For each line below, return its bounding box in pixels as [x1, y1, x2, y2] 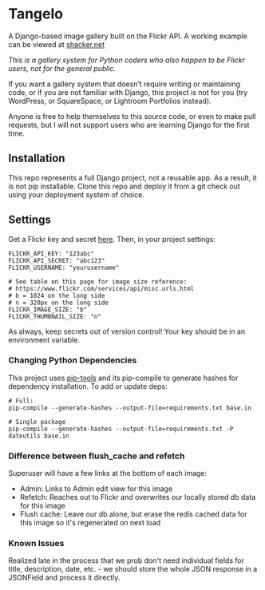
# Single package [8, 418, 66, 426]
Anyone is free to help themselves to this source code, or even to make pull [8, 111, 256, 121]
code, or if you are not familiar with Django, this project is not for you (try [8, 87, 248, 97]
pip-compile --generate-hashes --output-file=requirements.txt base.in [8, 404, 251, 412]
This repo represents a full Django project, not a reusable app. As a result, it [8, 172, 257, 182]
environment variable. [8, 335, 80, 344]
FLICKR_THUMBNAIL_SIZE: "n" [8, 312, 102, 320]
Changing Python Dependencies [8, 354, 137, 366]
